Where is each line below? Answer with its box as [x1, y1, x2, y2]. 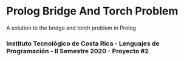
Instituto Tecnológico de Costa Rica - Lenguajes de [6, 39, 160, 48]
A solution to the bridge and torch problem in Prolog [6, 24, 137, 31]
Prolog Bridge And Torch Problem [6, 4, 179, 18]
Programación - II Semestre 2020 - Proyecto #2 [6, 47, 149, 55]
